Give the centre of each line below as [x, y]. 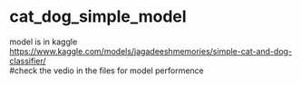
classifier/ [28, 61]
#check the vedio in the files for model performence [107, 71]
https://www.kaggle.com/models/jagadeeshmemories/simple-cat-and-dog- [151, 51]
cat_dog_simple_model [98, 17]
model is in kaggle [44, 42]
